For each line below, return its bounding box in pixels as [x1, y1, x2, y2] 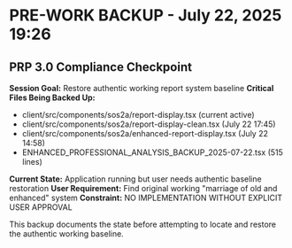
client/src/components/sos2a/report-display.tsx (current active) [21, 110, 255, 120]
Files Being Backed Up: [9, 92, 96, 103]
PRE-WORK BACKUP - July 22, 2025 [9, 5, 282, 26]
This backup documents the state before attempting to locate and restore [9, 219, 277, 229]
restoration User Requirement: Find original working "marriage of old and [9, 183, 278, 193]
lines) [21, 157, 42, 167]
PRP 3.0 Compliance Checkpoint [9, 59, 193, 74]
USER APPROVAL [9, 202, 73, 213]
